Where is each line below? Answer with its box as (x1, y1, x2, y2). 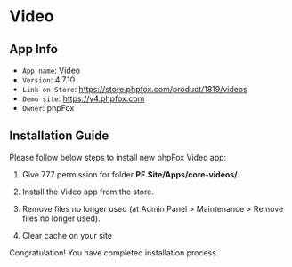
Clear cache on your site (21, 230, 113, 240)
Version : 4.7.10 (21, 75, 76, 85)
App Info (9, 42, 58, 57)
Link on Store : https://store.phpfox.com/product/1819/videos (21, 84, 247, 94)
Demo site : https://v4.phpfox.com (21, 93, 145, 104)
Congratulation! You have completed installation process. (9, 247, 219, 258)
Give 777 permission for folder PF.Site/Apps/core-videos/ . (21, 169, 240, 179)
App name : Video (21, 65, 81, 75)
